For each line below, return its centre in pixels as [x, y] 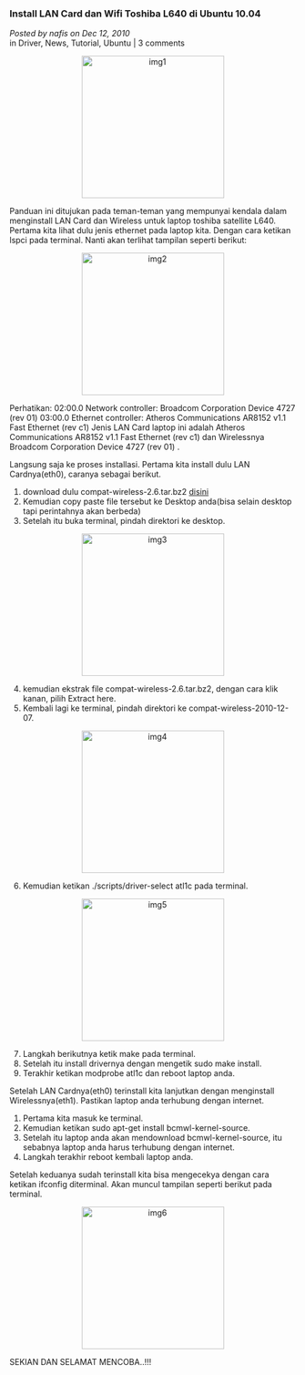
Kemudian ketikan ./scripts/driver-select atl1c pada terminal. [135, 886]
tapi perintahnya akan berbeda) [81, 511]
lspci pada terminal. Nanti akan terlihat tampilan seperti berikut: [128, 241]
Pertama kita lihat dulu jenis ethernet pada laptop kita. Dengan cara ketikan [150, 231]
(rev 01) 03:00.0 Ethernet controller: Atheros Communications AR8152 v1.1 [148, 418]
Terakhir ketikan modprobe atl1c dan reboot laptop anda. [128, 1073]
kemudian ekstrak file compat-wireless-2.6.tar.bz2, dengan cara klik [150, 689]
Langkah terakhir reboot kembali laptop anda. [108, 1157]
